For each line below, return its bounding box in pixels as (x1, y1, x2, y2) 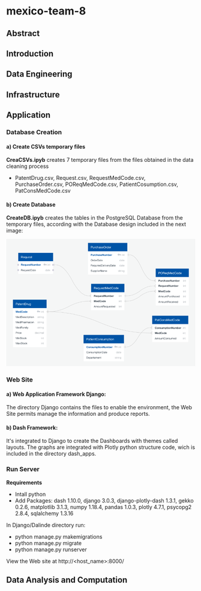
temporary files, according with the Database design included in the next (6, 221, 186, 228)
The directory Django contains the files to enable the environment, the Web (6, 404, 193, 411)
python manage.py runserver (14, 546, 87, 553)
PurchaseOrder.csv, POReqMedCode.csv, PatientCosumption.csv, (14, 181, 179, 188)
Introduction (6, 48, 54, 58)
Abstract (6, 28, 40, 39)
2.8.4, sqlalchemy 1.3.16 (14, 510, 74, 517)
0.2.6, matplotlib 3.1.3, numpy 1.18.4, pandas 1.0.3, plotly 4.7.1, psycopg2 (14, 503, 192, 510)
